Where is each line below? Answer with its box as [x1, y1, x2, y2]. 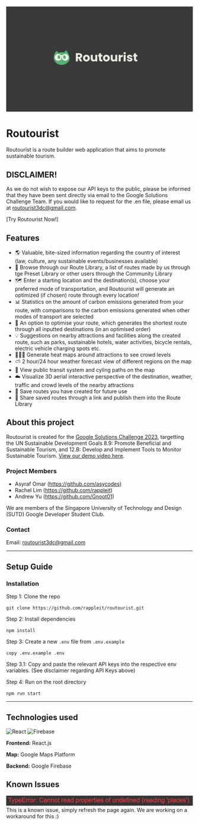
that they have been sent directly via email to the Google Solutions [6, 192, 168, 199]
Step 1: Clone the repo [6, 593, 60, 600]
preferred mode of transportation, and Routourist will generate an [14, 285, 175, 293]
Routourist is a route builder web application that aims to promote [6, 146, 166, 153]
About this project [6, 418, 75, 428]
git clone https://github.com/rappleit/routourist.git [6, 605, 145, 611]
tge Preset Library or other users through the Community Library [14, 270, 173, 277]
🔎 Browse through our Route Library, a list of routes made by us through [14, 264, 191, 271]
